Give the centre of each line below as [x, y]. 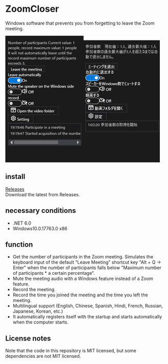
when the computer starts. [41, 322]
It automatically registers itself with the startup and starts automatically [87, 317]
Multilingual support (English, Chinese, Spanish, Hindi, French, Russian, [88, 306]
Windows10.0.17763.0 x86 [40, 228]
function [19, 244]
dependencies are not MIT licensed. [43, 356]
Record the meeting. [34, 290]
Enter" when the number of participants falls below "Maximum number [87, 268]
